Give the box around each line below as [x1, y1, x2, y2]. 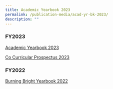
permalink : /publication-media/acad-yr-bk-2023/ [5, 12, 108, 17]
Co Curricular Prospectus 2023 [5, 54, 70, 60]
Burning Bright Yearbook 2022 [5, 78, 68, 84]
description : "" [5, 16, 39, 21]
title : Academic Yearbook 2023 [5, 7, 70, 12]
